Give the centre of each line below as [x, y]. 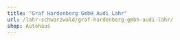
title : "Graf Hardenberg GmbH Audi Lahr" [67, 13]
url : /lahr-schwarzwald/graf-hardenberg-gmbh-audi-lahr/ [90, 20]
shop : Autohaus [29, 26]
